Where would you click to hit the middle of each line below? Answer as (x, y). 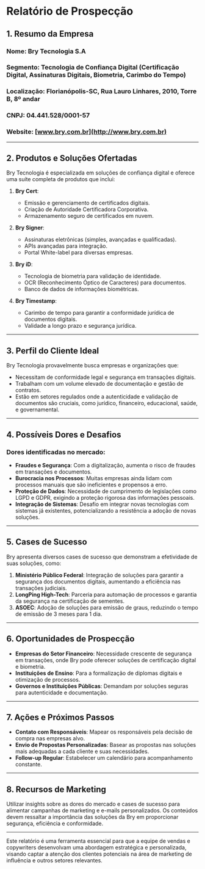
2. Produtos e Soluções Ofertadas (72, 158)
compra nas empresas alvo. (50, 738)
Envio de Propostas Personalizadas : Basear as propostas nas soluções (106, 745)
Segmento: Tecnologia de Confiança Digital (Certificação (93, 67)
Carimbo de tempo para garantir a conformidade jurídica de (99, 313)
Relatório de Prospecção (70, 11)
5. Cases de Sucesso (47, 542)
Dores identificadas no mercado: (56, 452)
